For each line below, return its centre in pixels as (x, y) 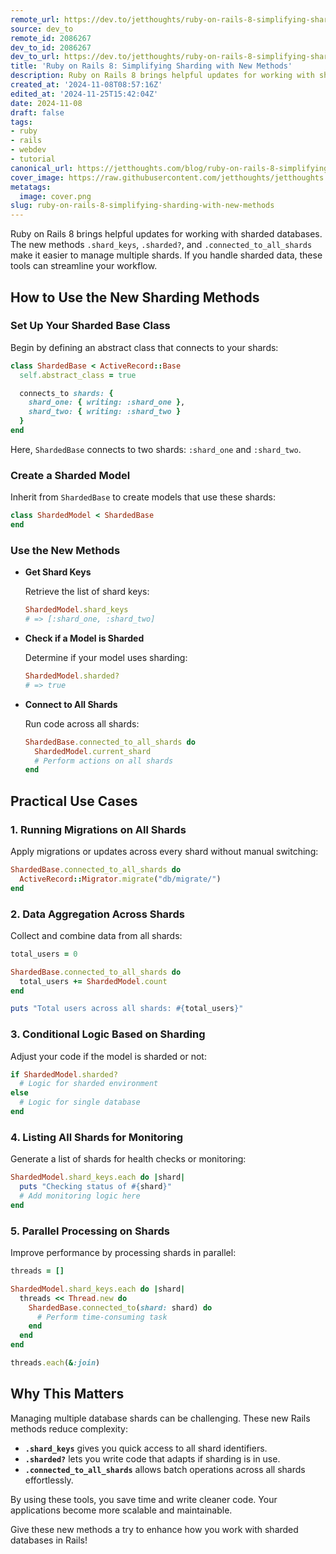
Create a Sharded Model (70, 475)
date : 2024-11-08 (46, 103)
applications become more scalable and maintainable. (121, 1510)
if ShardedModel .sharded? (64, 1074)
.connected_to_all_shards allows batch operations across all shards (165, 1469)
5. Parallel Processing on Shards (90, 1231)
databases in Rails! (49, 1540)
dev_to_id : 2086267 (51, 47)
